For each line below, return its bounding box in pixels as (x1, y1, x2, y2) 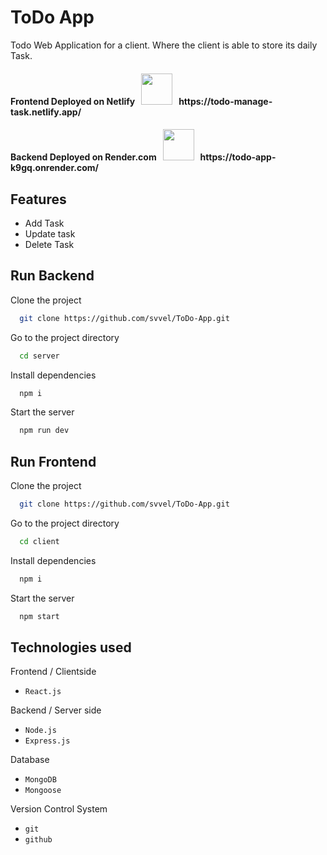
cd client (19, 536, 60, 546)
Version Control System (10, 803, 108, 815)
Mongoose (24, 786, 62, 796)
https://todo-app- (199, 151, 277, 163)
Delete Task (24, 238, 75, 250)
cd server (19, 351, 60, 361)
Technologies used (10, 639, 132, 656)
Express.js (24, 736, 71, 746)
